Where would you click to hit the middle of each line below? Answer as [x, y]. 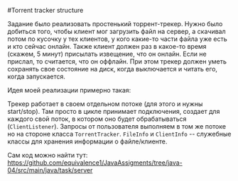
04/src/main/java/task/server [50, 170]
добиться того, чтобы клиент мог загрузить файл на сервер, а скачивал [117, 31]
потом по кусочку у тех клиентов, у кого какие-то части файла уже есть [117, 39]
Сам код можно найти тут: [48, 155]
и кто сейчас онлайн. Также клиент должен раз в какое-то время [107, 46]
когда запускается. [37, 76]
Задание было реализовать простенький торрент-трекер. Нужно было [115, 24]
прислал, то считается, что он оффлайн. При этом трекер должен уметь [117, 62]
